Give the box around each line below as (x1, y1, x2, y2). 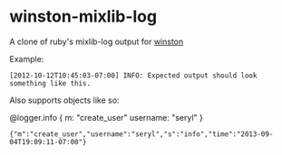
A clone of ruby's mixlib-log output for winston (9, 36, 184, 47)
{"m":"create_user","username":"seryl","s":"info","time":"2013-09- (9, 129, 274, 139)
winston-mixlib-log (9, 6, 157, 27)
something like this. (9, 78, 92, 87)
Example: (9, 53, 44, 64)
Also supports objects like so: (9, 95, 120, 105)
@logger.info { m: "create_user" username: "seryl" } (9, 112, 204, 123)
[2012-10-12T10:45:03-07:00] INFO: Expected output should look (9, 70, 258, 80)
